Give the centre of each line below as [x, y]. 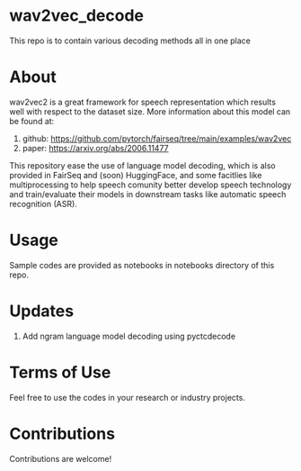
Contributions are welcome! [61, 458]
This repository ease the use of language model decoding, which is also [142, 165]
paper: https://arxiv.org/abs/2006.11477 [95, 148]
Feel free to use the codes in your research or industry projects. [127, 397]
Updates [42, 311]
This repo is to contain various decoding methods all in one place [130, 41]
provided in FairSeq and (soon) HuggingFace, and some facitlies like [136, 175]
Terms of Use [60, 372]
